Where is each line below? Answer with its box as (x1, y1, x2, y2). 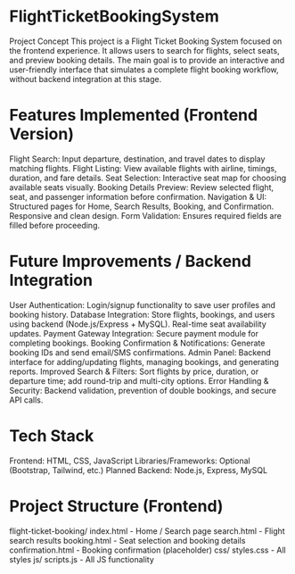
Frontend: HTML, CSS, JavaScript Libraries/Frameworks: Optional (9, 455, 251, 466)
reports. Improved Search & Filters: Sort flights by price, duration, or (9, 366, 259, 377)
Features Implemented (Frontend (9, 105, 258, 126)
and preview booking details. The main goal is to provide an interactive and (9, 54, 285, 65)
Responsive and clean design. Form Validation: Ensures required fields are (9, 210, 283, 220)
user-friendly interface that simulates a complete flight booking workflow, (9, 64, 279, 75)
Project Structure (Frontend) (9, 495, 224, 516)
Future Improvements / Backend (9, 252, 252, 271)
